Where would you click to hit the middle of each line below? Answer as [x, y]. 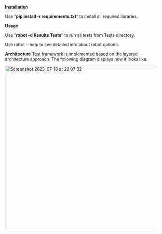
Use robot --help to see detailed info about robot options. [62, 45]
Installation [16, 7]
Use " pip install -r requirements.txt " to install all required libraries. [72, 16]
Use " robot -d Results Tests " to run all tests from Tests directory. [70, 35]
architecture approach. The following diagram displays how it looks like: [76, 59]
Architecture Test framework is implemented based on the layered [71, 54]
